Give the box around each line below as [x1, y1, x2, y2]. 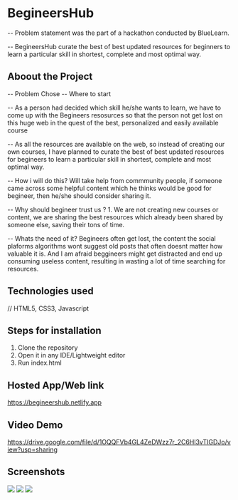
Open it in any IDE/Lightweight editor [17, 351, 126, 360]
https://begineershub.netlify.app [7, 398, 102, 407]
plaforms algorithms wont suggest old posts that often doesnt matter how [7, 241, 223, 250]
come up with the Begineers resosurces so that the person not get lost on [7, 110, 223, 119]
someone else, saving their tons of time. [7, 220, 125, 229]
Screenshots [7, 466, 65, 478]
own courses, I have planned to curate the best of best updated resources [7, 147, 225, 156]
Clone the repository [17, 343, 78, 352]
